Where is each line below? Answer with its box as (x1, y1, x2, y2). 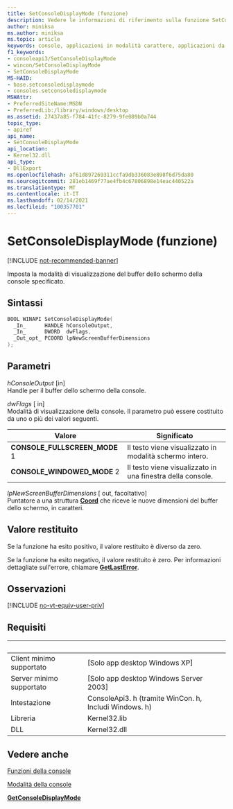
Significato (156, 430, 193, 440)
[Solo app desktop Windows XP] (87, 658, 193, 668)
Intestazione (10, 698, 51, 708)
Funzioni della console (7, 767, 71, 775)
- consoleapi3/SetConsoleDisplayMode (7, 55, 116, 62)
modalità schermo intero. (127, 451, 209, 461)
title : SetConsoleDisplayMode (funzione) (7, 10, 129, 17)
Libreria (10, 713, 36, 723)
